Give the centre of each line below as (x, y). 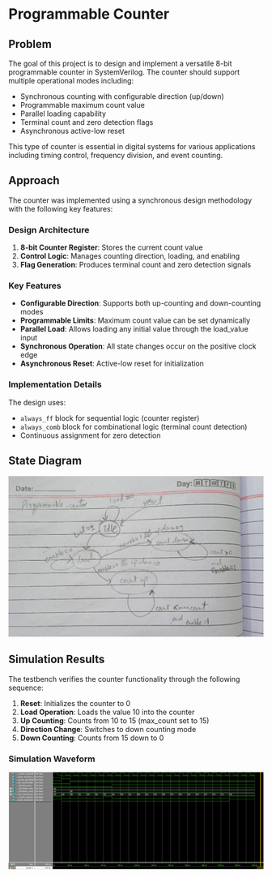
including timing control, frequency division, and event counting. (116, 155)
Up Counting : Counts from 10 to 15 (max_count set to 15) (115, 720)
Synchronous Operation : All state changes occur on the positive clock (138, 346)
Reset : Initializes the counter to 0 (75, 703)
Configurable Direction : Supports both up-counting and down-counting (140, 303)
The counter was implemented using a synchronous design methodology (130, 200)
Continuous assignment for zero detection (90, 435)
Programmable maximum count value (83, 105)
